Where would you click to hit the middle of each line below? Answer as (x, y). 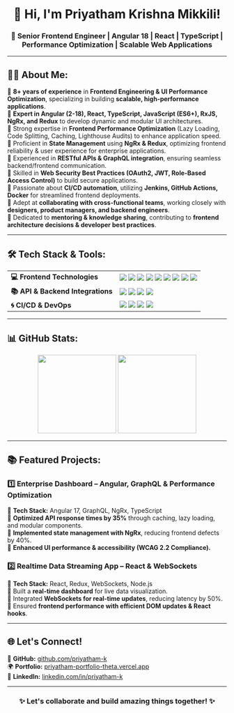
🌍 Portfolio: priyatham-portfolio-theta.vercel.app (78, 666)
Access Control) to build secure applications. (72, 181)
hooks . (17, 613)
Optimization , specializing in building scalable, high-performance (103, 99)
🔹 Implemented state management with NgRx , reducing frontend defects (113, 532)
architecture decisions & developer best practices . (82, 225)
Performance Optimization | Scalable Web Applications (117, 45)
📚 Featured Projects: (54, 460)
